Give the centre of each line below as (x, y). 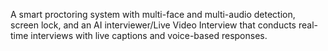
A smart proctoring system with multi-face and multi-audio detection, (153, 14)
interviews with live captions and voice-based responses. (149, 35)
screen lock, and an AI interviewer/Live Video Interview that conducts (153, 25)
